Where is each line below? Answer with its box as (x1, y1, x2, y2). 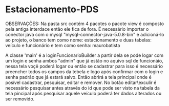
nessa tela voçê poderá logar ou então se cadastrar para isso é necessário (5, 63, 163, 69)
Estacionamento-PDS (5, 4, 99, 15)
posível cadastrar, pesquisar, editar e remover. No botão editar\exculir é (5, 79, 157, 86)
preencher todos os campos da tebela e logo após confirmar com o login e (5, 68, 163, 75)
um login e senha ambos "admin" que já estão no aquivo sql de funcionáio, (5, 57, 163, 63)
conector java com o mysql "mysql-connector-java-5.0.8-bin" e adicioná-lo (5, 31, 164, 37)
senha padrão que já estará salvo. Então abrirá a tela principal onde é (5, 74, 152, 80)
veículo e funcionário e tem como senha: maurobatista (5, 42, 120, 48)
